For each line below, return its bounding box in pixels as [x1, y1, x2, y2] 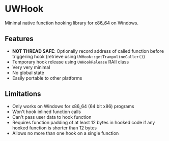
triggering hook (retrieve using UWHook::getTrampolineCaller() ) [12, 53, 146, 59]
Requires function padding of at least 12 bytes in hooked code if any [12, 119, 155, 125]
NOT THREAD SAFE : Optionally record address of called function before [12, 48, 164, 54]
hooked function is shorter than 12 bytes [12, 125, 97, 131]
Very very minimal [12, 64, 50, 70]
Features [5, 34, 34, 43]
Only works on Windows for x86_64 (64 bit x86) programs [12, 103, 134, 109]
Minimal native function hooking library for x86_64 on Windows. [5, 20, 138, 26]
